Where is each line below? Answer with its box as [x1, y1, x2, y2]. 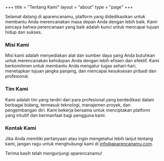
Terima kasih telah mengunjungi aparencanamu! [5, 150, 102, 156]
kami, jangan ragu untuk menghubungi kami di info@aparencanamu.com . [5, 140, 153, 146]
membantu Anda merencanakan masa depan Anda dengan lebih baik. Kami [5, 19, 158, 24]
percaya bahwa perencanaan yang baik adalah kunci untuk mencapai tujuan [5, 24, 160, 30]
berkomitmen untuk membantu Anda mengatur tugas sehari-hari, [5, 63, 137, 69]
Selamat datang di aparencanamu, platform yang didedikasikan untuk [5, 14, 146, 19]
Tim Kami [5, 86, 28, 92]
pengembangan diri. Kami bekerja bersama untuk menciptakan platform [5, 107, 151, 113]
